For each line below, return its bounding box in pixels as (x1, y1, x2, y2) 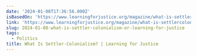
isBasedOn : (6, 14, 33, 20)
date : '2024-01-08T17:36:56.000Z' (6, 8, 91, 15)
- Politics (11, 36, 38, 41)
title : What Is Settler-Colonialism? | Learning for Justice (6, 41, 159, 47)
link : (6, 19, 19, 25)
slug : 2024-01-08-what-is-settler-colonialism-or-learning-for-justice (6, 24, 185, 31)
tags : (6, 30, 19, 36)
